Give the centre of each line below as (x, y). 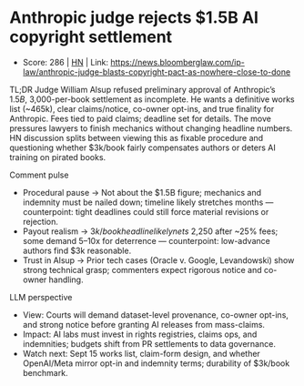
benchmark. (45, 372)
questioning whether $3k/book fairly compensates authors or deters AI (142, 147)
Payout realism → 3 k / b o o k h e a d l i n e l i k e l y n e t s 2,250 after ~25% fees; (150, 231)
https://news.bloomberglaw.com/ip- (178, 62)
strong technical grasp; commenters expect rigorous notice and (142, 269)
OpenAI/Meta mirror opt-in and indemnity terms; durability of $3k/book (156, 363)
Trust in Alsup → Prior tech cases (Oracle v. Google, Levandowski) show (158, 260)
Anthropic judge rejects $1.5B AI (134, 18)
